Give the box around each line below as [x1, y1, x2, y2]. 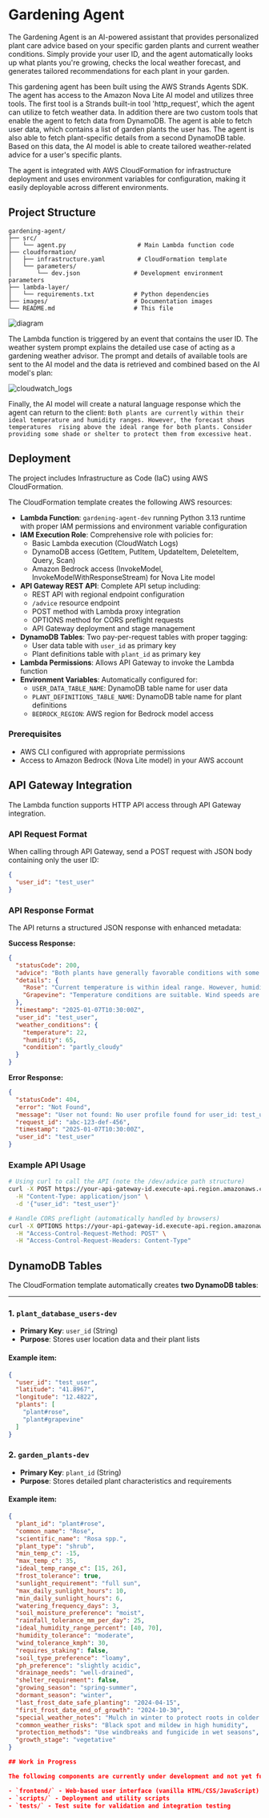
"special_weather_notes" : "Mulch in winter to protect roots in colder [15, 1714, 260, 1722]
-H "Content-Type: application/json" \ [15, 1192, 149, 1201]
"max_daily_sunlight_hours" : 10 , [15, 1586, 127, 1595]
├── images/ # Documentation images [8, 297, 214, 306]
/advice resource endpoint [31, 597, 120, 607]
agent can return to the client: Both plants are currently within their [8, 407, 244, 417]
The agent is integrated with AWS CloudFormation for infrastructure [8, 165, 231, 175]
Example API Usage [8, 1159, 86, 1170]
